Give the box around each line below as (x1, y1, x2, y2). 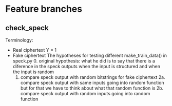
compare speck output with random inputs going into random (20, 91, 150, 96)
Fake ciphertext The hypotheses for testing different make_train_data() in (12, 52, 167, 58)
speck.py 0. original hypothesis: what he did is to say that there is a (12, 58, 156, 64)
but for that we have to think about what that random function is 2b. (20, 85, 164, 91)
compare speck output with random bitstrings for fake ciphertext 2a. (20, 74, 165, 80)
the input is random (12, 69, 54, 75)
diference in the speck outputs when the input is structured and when (12, 63, 161, 69)
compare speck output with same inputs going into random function (20, 80, 164, 86)
